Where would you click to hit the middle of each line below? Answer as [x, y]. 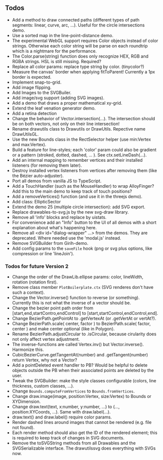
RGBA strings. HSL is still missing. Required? [56, 61]
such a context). [28, 292]
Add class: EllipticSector [36, 201]
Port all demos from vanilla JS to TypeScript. [57, 181]
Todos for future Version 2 [37, 266]
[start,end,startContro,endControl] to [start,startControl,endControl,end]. [85, 313]
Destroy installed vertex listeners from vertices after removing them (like [84, 170]
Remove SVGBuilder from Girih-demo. [50, 243]
